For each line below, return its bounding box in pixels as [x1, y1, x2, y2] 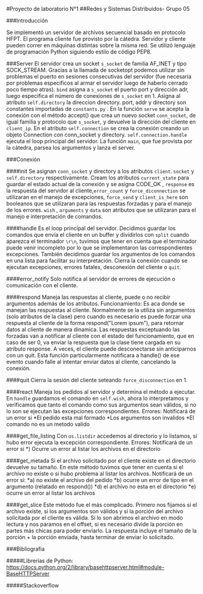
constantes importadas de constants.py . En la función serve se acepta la [6, 105, 190, 112]
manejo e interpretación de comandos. [6, 213, 103, 220]
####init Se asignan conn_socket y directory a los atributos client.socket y [6, 167, 195, 175]
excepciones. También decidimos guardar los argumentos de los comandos [6, 251, 196, 257]
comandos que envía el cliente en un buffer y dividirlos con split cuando [6, 231, 190, 238]
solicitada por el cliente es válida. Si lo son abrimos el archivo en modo [6, 514, 183, 521]
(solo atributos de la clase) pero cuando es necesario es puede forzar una [6, 313, 191, 320]
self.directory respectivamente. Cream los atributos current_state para [6, 174, 190, 181]
